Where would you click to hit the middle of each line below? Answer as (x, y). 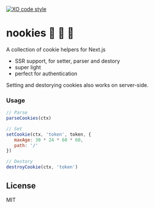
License (21, 186)
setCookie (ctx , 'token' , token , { (49, 134)
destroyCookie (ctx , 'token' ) (42, 167)
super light (28, 67)
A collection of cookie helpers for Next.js (56, 49)
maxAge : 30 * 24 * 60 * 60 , (49, 140)
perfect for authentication (46, 73)
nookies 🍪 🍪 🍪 (40, 33)
